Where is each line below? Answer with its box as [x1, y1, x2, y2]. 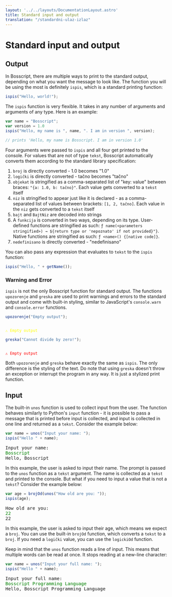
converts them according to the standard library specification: [5, 158, 137, 164]
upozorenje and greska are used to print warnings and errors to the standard [5, 293, 166, 300]
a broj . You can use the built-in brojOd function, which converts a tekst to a [5, 530, 166, 537]
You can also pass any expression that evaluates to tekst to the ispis [5, 249, 152, 255]
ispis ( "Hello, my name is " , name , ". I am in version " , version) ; [5, 128, 155, 134]
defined [12, 222, 30, 229]
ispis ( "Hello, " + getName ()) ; [5, 264, 72, 269]
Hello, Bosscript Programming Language [5, 586, 106, 591]
